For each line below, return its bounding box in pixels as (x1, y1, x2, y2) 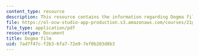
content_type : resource (6, 8, 65, 15)
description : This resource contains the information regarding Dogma (6, 14, 184, 20)
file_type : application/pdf (6, 24, 76, 31)
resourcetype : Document (6, 30, 65, 36)
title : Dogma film (6, 36, 52, 41)
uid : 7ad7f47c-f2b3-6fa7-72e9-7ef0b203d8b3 (6, 41, 115, 47)
